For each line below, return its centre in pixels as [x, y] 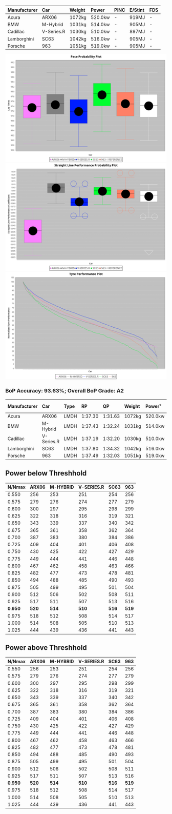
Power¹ [153, 406]
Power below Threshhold [46, 473]
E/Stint [137, 10]
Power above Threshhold [46, 648]
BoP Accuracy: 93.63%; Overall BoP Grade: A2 [65, 391]
